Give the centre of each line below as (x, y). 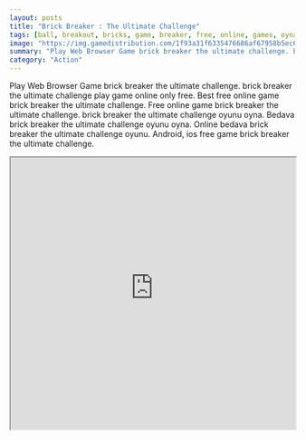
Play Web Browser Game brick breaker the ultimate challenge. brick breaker (151, 86)
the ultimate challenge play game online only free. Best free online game (144, 95)
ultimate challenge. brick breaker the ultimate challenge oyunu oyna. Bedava (152, 115)
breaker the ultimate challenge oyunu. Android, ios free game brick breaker (149, 134)
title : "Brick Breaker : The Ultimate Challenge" (105, 26)
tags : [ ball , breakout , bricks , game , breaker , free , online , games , (143, 34)
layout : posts (36, 18)
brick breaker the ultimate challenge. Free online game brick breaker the (144, 105)
